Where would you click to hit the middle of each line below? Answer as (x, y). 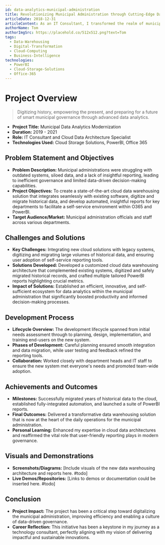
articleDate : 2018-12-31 (30, 19)
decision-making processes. (41, 302)
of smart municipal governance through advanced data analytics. (83, 117)
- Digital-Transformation (36, 46)
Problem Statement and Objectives (60, 158)
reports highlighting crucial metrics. (48, 281)
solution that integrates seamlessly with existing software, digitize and (83, 196)
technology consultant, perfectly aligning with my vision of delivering (82, 532)
